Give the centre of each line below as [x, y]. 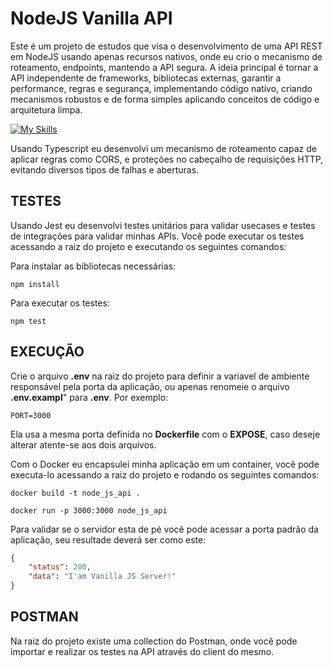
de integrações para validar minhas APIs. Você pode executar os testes [157, 236]
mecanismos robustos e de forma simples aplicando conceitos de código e [165, 99]
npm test [28, 321]
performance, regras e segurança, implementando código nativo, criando [161, 88]
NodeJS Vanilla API [91, 18]
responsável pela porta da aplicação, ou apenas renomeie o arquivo [150, 386]
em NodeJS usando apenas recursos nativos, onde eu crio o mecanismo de [166, 56]
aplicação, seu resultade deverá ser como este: [108, 539]
